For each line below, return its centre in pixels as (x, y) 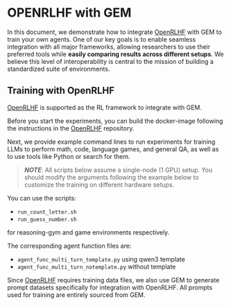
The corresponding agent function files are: (69, 246)
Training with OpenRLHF (61, 91)
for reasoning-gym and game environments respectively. (88, 232)
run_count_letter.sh (47, 212)
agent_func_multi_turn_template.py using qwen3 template (101, 259)
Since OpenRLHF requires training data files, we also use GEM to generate (113, 280)
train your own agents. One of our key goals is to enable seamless (102, 39)
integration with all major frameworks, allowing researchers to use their (109, 46)
